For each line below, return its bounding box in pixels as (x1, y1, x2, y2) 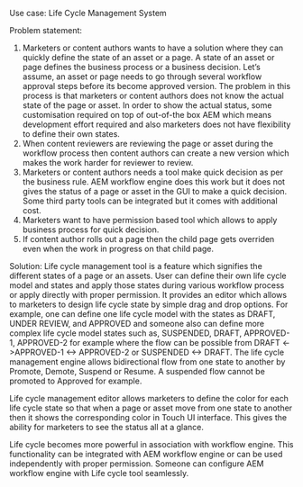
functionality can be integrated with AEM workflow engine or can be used (9, 449, 283, 459)
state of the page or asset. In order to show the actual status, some (22, 100, 272, 111)
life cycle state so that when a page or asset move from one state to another (9, 402, 293, 413)
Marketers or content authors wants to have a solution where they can (22, 42, 284, 53)
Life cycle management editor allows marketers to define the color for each (9, 393, 289, 403)
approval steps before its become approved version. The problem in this (22, 81, 291, 91)
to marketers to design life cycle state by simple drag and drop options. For (9, 299, 289, 310)
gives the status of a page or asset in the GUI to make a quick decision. (22, 186, 288, 196)
